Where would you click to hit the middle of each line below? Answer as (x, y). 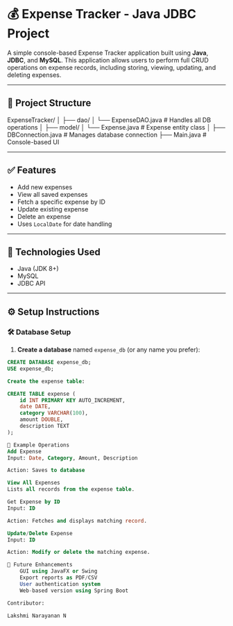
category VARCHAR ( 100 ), (54, 413)
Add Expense (24, 451)
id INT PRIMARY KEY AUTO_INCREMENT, (73, 400)
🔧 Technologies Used (54, 252)
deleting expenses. (34, 75)
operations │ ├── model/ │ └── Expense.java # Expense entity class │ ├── (116, 127)
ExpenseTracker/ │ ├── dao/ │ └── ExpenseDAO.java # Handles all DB (109, 120)
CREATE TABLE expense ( (42, 394)
